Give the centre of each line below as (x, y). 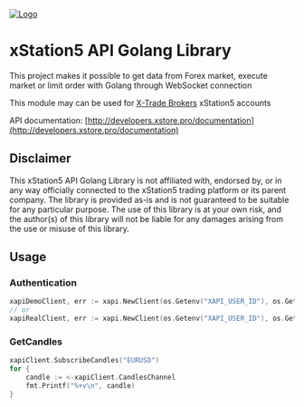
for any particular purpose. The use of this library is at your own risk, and (146, 209)
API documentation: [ (49, 120)
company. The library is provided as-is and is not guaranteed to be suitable (149, 199)
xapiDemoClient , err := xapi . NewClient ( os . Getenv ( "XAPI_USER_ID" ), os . (147, 302)
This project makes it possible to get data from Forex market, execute (139, 75)
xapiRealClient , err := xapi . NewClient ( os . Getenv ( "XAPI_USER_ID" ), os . (147, 319)
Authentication (43, 283)
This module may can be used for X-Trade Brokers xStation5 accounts (140, 102)
